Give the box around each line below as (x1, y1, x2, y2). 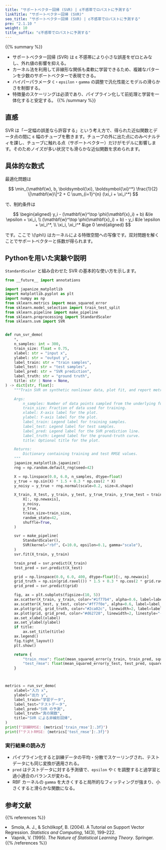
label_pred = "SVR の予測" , (14, 706, 65, 711)
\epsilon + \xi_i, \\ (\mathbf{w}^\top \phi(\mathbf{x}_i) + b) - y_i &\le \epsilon (5, 216, 161, 222)
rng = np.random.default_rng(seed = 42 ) (14, 465, 94, 470)
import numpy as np (5, 296, 45, 301)
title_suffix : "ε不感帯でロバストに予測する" (5, 30, 91, 35)
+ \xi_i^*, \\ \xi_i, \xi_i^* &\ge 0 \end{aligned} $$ (35, 221, 131, 228)
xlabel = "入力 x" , (14, 688, 48, 693)
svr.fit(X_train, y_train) (14, 551, 70, 557)
